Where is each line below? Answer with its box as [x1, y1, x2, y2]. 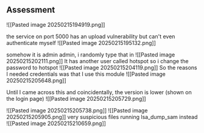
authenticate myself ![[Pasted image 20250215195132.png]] [6, 39, 157, 46]
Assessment [6, 5, 55, 15]
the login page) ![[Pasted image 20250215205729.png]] [6, 95, 146, 102]
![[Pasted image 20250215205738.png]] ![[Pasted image [6, 106, 148, 114]
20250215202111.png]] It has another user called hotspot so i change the [6, 57, 189, 64]
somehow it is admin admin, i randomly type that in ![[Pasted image [6, 51, 175, 58]
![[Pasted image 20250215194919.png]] [6, 21, 105, 28]
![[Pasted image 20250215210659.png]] [6, 120, 107, 127]
